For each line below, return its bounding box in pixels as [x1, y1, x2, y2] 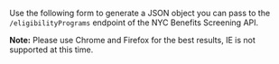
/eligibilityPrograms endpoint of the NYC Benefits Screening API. [9, 17, 259, 28]
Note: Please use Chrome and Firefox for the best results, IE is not [9, 35, 256, 45]
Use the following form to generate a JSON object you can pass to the [9, 8, 271, 18]
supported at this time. [9, 44, 94, 55]
